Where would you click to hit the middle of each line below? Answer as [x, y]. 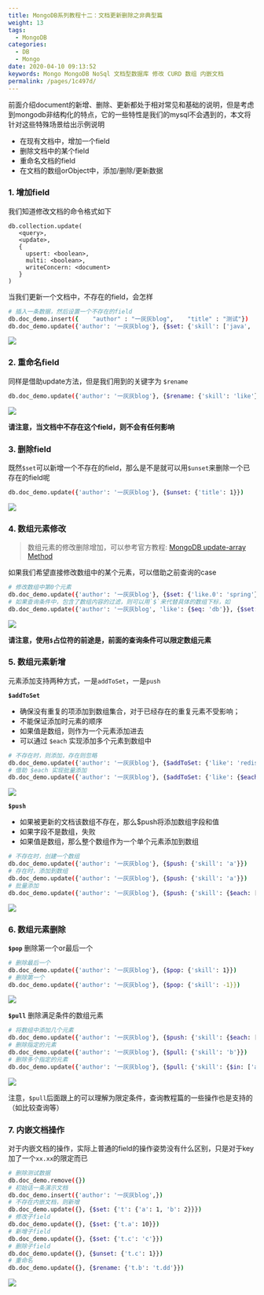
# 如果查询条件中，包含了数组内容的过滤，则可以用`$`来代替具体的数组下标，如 [119, 602]
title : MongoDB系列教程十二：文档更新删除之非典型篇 [86, 15]
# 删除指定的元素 [32, 1045]
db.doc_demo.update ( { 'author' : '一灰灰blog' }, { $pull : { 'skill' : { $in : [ [130, 1067]
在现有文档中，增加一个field [64, 141]
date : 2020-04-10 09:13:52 [52, 67]
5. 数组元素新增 [37, 662]
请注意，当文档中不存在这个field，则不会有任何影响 [92, 427]
